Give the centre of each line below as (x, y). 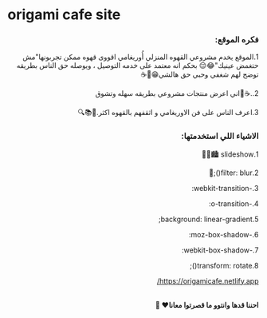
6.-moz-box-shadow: (224, 234)
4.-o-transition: (234, 203)
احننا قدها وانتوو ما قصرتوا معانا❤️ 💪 (207, 304)
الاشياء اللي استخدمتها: (220, 136)
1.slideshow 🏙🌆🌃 (230, 154)
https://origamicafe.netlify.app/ (208, 280)
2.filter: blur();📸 (234, 173)
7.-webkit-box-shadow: (220, 250)
